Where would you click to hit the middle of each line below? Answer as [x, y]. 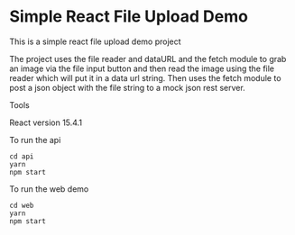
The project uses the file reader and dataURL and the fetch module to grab [148, 59]
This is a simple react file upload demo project [96, 41]
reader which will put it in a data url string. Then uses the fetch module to [145, 77]
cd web [22, 205]
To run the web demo [49, 189]
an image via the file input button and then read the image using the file [142, 68]
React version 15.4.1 [46, 122]
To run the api [35, 140]
